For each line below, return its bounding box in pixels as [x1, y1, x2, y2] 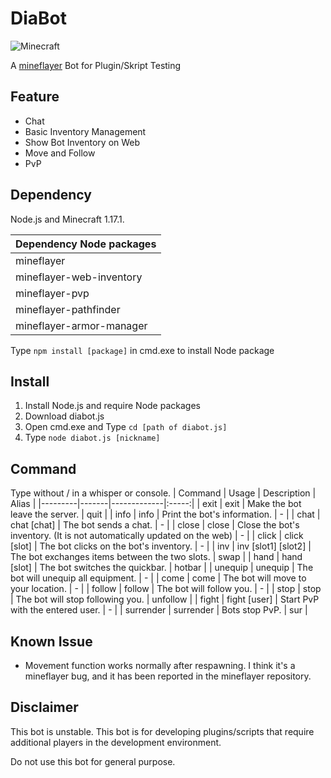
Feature [10, 88, 60, 106]
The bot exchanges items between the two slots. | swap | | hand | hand [10, 551, 303, 563]
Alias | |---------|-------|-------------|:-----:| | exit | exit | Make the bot [10, 498, 302, 510]
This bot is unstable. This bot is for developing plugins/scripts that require [10, 725, 315, 737]
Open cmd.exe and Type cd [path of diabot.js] [24, 421, 228, 433]
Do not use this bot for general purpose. [10, 755, 176, 767]
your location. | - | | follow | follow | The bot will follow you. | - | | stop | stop [10, 583, 322, 595]
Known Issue [10, 633, 93, 650]
